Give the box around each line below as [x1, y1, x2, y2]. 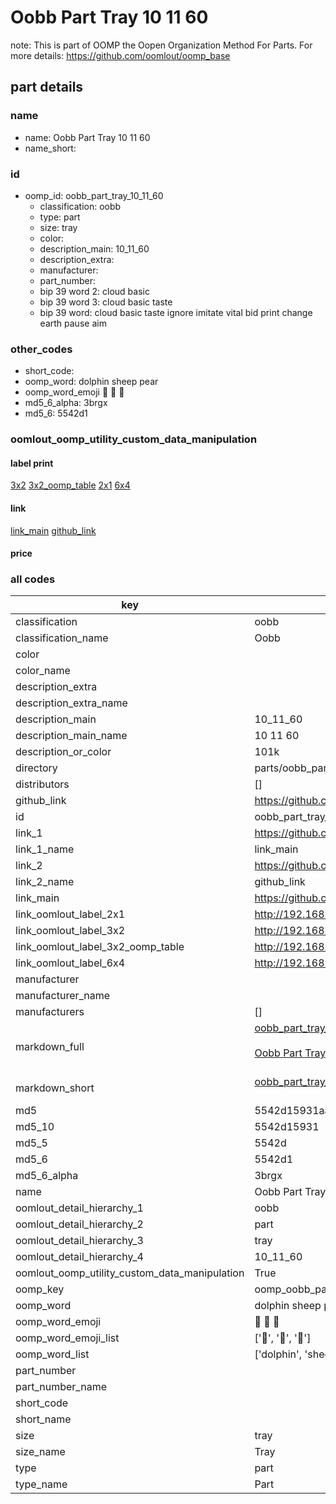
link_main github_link [10, 524, 97, 536]
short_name [15, 1412, 72, 1426]
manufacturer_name [15, 989, 111, 1003]
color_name [15, 664, 71, 678]
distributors [15, 777, 70, 791]
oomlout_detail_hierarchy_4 [15, 1250, 144, 1264]
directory [15, 761, 58, 775]
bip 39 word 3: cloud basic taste [39, 296, 173, 308]
